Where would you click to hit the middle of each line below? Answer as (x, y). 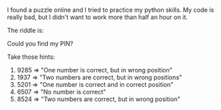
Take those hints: (31, 57)
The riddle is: (26, 30)
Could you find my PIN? (40, 43)
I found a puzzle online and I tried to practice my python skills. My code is (110, 10)
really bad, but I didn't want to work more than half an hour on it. (98, 17)
